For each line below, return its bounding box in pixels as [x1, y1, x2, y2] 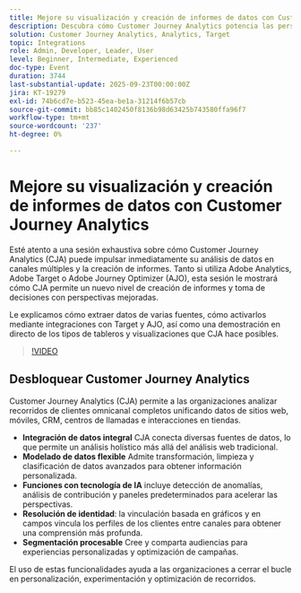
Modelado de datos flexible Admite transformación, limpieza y [21, 450, 254, 462]
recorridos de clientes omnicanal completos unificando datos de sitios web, [9, 405, 289, 415]
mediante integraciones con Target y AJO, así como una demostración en [9, 318, 280, 329]
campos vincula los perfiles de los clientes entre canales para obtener [21, 518, 282, 528]
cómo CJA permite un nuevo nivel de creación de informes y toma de [9, 282, 266, 292]
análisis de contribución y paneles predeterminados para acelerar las [21, 489, 278, 500]
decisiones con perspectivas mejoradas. [9, 292, 159, 302]
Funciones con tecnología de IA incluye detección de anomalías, [21, 479, 263, 490]
